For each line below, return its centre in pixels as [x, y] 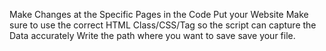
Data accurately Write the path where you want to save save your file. [152, 35]
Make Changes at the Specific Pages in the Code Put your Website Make [159, 14]
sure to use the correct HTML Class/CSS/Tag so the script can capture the [163, 25]
